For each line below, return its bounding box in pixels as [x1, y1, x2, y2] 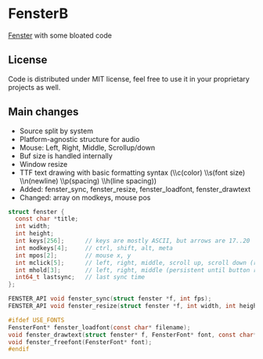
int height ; [15, 230, 55, 238]
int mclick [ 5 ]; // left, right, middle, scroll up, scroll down [15, 259, 247, 267]
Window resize [19, 159, 68, 169]
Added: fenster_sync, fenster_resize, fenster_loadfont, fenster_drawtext [19, 184, 251, 194]
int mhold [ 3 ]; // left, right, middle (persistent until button [15, 266, 250, 274]
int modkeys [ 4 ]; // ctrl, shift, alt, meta [15, 244, 174, 252]
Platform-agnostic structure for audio [19, 134, 140, 143]
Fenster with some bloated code [8, 31, 112, 40]
